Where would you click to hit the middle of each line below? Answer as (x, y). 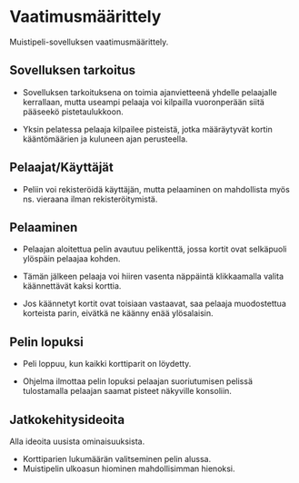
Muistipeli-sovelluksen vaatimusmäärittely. (89, 42)
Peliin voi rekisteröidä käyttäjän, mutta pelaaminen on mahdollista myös (156, 189)
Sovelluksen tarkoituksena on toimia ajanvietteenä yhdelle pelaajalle (149, 92)
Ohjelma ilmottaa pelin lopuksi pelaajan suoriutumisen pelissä (137, 381)
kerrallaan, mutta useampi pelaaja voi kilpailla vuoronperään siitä (144, 102)
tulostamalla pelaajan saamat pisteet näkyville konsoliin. (127, 391)
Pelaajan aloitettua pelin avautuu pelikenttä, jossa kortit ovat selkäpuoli (154, 249)
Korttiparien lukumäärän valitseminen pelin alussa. (117, 459)
